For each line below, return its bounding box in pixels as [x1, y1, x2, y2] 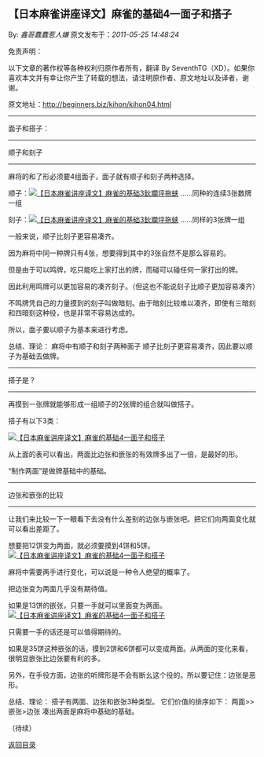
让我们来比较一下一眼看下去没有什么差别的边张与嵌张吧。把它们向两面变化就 [8, 514, 256, 524]
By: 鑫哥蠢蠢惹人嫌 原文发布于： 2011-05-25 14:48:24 [8, 30, 179, 39]
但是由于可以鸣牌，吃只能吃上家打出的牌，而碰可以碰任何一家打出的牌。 [8, 265, 242, 274]
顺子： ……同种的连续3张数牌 [8, 188, 252, 198]
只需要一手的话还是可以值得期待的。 [8, 627, 126, 636]
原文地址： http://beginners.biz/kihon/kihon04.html [8, 99, 172, 108]
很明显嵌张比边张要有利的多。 [8, 653, 104, 663]
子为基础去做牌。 [8, 351, 64, 360]
